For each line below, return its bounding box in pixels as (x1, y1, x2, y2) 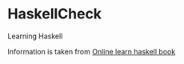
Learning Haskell (7, 31, 63, 41)
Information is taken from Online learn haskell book (7, 46, 176, 56)
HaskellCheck (7, 5, 102, 23)
